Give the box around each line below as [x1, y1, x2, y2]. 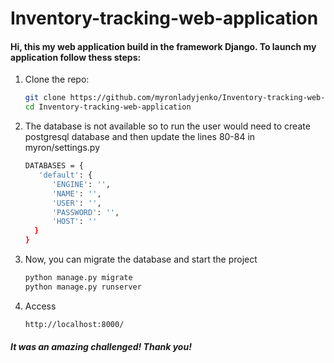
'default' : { [38, 170, 93, 181]
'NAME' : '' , [51, 188, 102, 199]
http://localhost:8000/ [24, 319, 125, 329]
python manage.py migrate [24, 273, 133, 283]
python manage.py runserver [24, 282, 142, 292]
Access [24, 300, 57, 312]
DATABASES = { [24, 161, 84, 171]
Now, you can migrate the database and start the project [24, 253, 258, 266]
